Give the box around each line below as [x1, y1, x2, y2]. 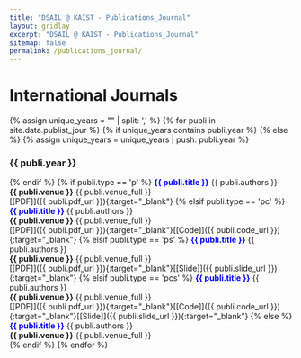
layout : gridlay [9, 22, 70, 31]
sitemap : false [9, 38, 66, 48]
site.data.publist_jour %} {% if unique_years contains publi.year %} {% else [9, 125, 288, 136]
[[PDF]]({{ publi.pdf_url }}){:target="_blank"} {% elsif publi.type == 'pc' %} [9, 196, 286, 207]
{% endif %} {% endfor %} [9, 339, 109, 351]
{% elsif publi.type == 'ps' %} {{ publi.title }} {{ [78, 235, 255, 246]
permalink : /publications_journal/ [9, 47, 143, 56]
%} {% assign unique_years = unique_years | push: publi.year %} [9, 134, 250, 145]
